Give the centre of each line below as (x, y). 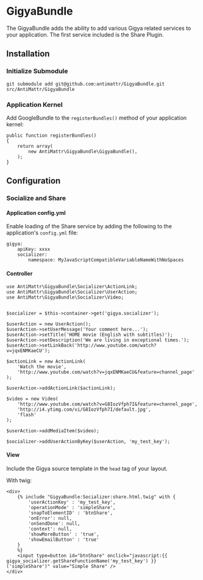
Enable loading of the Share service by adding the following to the (89, 227)
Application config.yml (36, 212)
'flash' (27, 415)
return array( (35, 146)
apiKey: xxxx (34, 249)
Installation (28, 54)
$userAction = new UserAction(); (49, 324)
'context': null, (50, 529)
